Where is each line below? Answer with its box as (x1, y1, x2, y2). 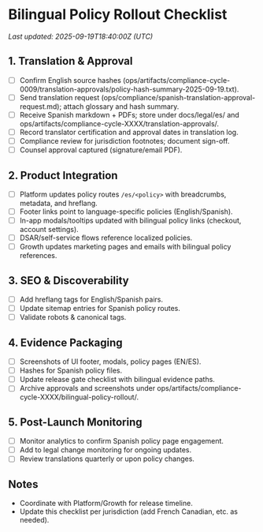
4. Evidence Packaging (8, 335, 124, 349)
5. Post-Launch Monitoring (8, 415, 143, 429)
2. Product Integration (8, 168, 118, 182)
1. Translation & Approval (8, 54, 133, 68)
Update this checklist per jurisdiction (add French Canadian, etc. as (19, 507, 239, 516)
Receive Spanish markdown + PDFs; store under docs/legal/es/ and (19, 110, 240, 119)
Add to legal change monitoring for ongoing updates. (19, 445, 191, 455)
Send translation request (19, 92, 100, 102)
